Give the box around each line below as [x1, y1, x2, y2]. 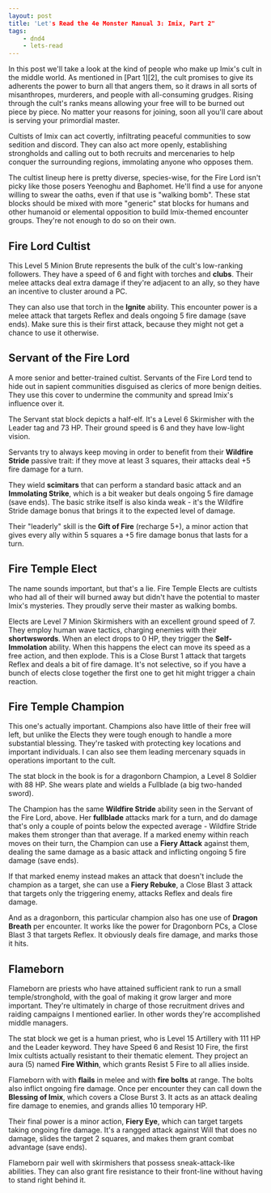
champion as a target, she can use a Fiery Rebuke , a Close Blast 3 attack [8, 880, 253, 890]
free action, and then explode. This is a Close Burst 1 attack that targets [8, 650, 247, 660]
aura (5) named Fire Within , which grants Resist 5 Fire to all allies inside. [8, 1060, 250, 1069]
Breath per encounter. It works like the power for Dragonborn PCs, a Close [8, 921, 257, 931]
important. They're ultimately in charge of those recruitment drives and [8, 1001, 245, 1011]
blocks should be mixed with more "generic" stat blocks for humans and [8, 199, 249, 209]
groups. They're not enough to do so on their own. [8, 216, 176, 226]
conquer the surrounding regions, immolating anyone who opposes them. [8, 157, 253, 167]
